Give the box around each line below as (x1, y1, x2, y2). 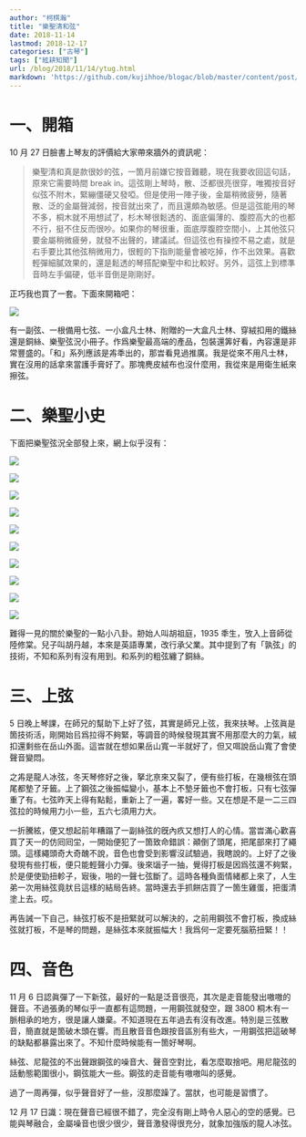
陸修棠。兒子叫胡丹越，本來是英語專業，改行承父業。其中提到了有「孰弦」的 (9, 639, 297, 650)
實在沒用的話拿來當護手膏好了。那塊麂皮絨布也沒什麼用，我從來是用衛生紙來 (9, 358, 297, 369)
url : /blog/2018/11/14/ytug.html (9, 65, 137, 74)
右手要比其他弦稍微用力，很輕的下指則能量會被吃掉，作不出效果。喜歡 (31, 245, 296, 256)
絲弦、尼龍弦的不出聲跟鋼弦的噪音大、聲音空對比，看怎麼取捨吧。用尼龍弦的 (9, 1056, 297, 1067)
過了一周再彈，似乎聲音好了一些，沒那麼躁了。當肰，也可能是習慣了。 (9, 1087, 273, 1098)
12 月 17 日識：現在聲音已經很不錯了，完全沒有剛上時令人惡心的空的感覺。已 (9, 1106, 296, 1117)
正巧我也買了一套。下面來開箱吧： (9, 288, 138, 299)
